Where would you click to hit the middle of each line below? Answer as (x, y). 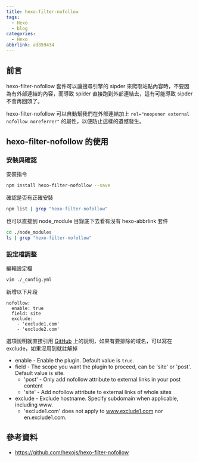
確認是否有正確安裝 (30, 198)
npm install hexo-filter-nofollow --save (58, 185)
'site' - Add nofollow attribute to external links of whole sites (97, 392)
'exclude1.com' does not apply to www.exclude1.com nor (93, 411)
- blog (20, 28)
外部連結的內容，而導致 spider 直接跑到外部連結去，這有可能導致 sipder (105, 94)
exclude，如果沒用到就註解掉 (42, 349)
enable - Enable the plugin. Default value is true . (74, 361)
